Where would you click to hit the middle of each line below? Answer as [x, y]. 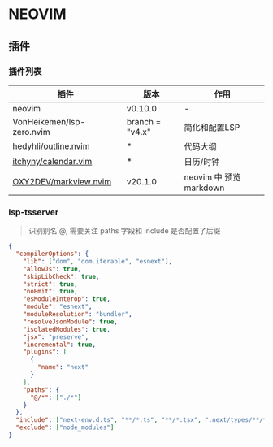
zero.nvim [31, 132]
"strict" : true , [51, 284]
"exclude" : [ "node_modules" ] [65, 427]
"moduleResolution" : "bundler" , [78, 315]
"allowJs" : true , [52, 269]
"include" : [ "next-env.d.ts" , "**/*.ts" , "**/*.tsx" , [108, 420]
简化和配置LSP [212, 127]
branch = [144, 121]
